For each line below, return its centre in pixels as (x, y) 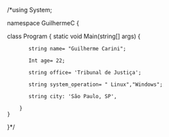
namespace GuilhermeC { (43, 23)
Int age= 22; (47, 61)
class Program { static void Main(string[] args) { (74, 36)
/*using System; (30, 10)
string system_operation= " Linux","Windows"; (96, 85)
